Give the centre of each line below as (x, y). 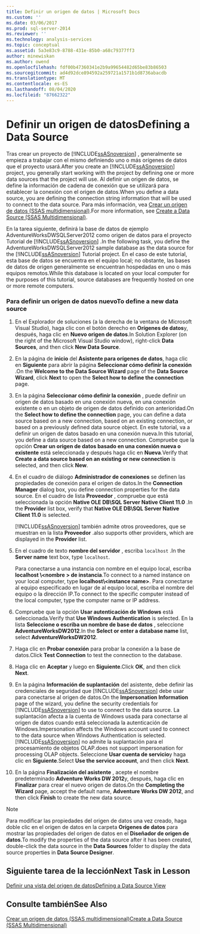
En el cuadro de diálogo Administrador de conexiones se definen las (100, 477)
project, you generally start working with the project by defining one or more (100, 172)
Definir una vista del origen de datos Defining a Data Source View (86, 885)
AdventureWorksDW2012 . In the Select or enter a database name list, (101, 631)
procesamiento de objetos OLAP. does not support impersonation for (99, 748)
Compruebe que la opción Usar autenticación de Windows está (94, 612)
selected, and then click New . (51, 465)
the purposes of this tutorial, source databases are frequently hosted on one (100, 279)
